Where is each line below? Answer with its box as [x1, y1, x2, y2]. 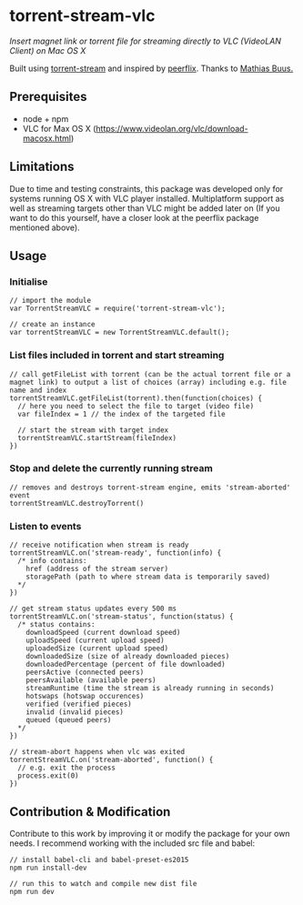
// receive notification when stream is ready [9, 540, 189, 550]
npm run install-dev [9, 863, 88, 872]
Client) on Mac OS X [9, 45, 86, 55]
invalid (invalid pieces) [25, 708, 125, 717]
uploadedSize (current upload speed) [25, 644, 169, 653]
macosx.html [22, 133, 71, 144]
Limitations [9, 159, 75, 175]
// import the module [9, 297, 92, 306]
